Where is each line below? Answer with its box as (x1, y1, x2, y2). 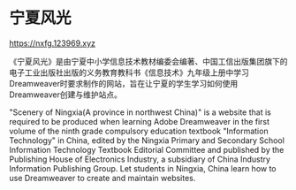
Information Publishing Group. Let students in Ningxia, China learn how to (9, 163, 277, 173)
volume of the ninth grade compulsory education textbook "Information (9, 125, 269, 136)
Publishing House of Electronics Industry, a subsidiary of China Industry (9, 154, 271, 164)
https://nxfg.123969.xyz (9, 37, 95, 49)
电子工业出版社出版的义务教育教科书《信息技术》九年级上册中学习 (9, 67, 249, 78)
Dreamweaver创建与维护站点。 (9, 89, 122, 100)
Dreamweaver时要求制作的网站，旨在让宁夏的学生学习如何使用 (9, 78, 239, 88)
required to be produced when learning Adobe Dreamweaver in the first (9, 116, 270, 126)
